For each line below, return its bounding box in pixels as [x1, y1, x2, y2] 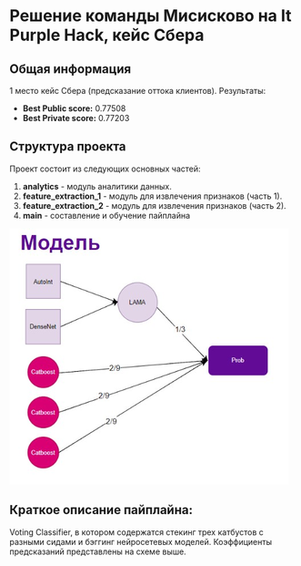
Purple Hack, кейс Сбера [9, 25, 205, 46]
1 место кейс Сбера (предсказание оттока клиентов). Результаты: [9, 86, 266, 96]
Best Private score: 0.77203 [22, 113, 130, 123]
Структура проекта [9, 139, 126, 155]
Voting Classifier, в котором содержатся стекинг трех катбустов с [9, 526, 264, 538]
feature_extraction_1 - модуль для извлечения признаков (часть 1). [22, 190, 283, 201]
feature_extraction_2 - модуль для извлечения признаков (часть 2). [22, 200, 286, 211]
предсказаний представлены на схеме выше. [9, 546, 186, 557]
